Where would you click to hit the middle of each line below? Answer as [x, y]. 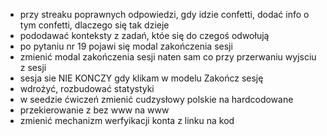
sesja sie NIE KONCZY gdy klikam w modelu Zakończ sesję [141, 78]
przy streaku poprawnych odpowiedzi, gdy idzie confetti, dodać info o [164, 14]
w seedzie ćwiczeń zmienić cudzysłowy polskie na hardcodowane [156, 99]
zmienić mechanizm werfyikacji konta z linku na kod [127, 120]
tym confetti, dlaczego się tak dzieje [94, 25]
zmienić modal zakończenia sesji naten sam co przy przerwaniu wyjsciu [168, 57]
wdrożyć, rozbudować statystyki [87, 88]
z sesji [33, 67]
